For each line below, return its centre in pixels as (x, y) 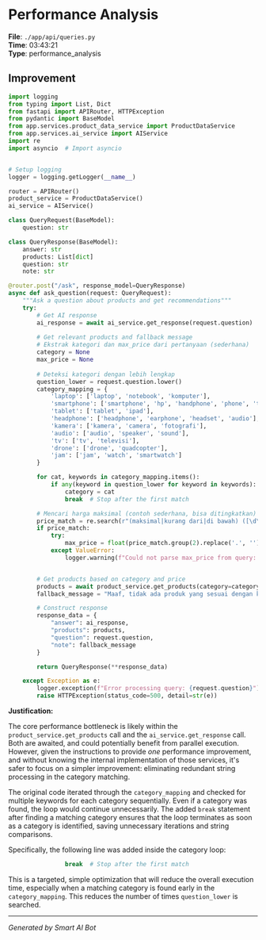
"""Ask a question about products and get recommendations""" (127, 301)
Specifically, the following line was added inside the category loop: (117, 850)
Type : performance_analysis (55, 53)
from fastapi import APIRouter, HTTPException (86, 111)
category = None (63, 352)
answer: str (42, 249)
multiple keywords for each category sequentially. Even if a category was (128, 800)
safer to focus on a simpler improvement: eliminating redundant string (122, 768)
